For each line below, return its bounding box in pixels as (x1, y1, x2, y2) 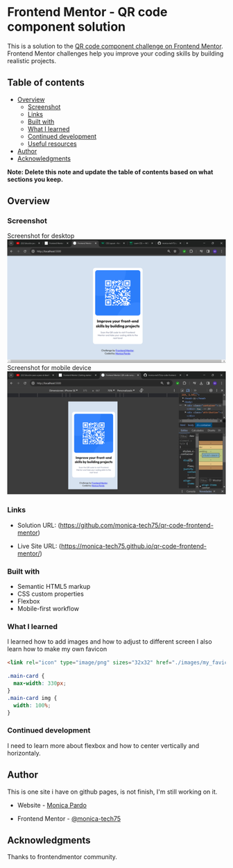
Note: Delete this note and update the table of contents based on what (7, 167, 214, 176)
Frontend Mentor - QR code (7, 4, 168, 20)
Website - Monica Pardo (17, 801, 87, 809)
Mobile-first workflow (17, 605, 80, 613)
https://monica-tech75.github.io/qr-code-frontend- (61, 542, 207, 550)
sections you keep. (7, 175, 64, 183)
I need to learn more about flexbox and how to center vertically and (7, 741, 200, 750)
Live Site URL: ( (17, 542, 62, 550)
